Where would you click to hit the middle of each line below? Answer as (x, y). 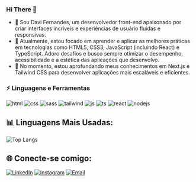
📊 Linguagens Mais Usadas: (60, 123)
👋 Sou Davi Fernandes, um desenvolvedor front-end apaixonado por (98, 22)
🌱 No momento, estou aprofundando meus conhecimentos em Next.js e (102, 66)
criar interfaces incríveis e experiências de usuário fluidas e (88, 28)
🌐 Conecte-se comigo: (49, 158)
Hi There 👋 (21, 9)
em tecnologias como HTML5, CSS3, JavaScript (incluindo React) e (97, 47)
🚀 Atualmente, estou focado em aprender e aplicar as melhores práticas (102, 41)
